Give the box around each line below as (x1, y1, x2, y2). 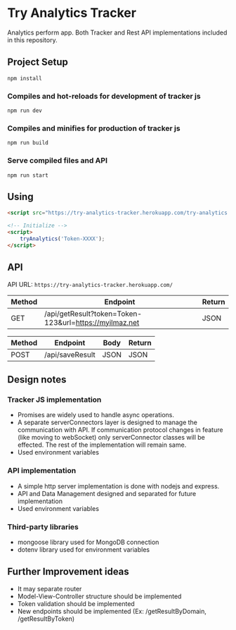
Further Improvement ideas (7, 566, 130, 578)
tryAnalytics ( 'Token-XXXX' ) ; (20, 235, 105, 242)
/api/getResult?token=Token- (44, 309, 143, 319)
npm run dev (7, 107, 42, 114)
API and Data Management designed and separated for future (17, 489, 197, 498)
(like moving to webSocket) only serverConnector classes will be (17, 433, 206, 442)
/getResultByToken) (17, 614, 75, 623)
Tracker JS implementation (7, 395, 102, 404)
